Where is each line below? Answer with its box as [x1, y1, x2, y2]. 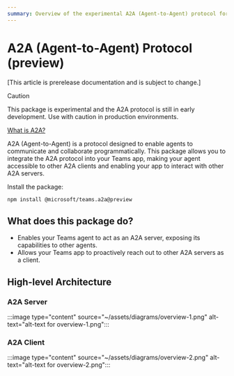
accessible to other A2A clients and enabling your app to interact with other [7, 162, 224, 170]
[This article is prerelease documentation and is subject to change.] [7, 78, 201, 86]
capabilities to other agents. [17, 241, 97, 249]
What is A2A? [7, 126, 46, 134]
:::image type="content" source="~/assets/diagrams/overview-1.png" [7, 313, 208, 321]
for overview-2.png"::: [47, 361, 111, 369]
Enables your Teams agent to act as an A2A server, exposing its [17, 234, 201, 242]
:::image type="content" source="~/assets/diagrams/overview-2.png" [7, 353, 209, 362]
